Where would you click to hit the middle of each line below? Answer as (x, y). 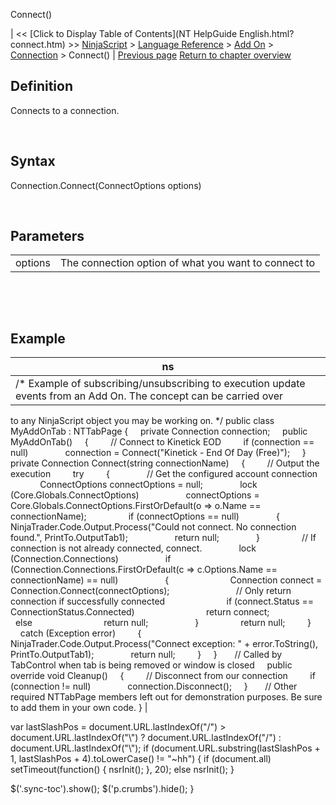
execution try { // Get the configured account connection (164, 474)
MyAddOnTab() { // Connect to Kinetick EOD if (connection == (162, 442)
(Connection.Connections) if (91, 559)
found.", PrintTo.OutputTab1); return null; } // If (163, 538)
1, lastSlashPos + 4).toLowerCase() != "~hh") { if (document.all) (141, 759)
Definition (41, 86)
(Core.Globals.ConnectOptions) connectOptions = (135, 495)
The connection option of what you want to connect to (188, 263)
